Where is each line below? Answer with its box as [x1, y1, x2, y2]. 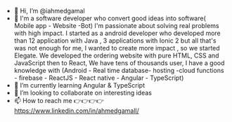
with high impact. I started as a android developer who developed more [13, 29, 221, 37]
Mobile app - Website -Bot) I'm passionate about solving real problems [13, 22, 219, 29]
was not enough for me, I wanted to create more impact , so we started [13, 44, 220, 52]
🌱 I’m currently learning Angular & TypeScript [13, 81, 146, 89]
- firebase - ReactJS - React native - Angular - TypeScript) [13, 74, 184, 82]
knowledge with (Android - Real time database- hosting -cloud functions [13, 67, 224, 74]
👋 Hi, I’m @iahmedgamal [13, 7, 86, 15]
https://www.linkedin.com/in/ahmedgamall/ [13, 107, 139, 115]
